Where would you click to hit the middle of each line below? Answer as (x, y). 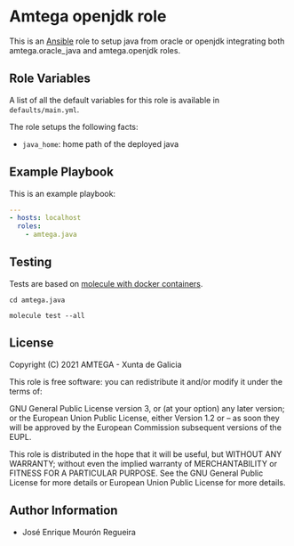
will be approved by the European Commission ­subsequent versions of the (146, 427)
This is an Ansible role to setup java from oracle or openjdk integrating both (147, 41)
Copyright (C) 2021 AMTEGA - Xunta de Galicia (95, 364)
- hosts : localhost (45, 218)
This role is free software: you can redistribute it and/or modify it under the (146, 381)
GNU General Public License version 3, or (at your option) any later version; (147, 408)
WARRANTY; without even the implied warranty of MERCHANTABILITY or (143, 463)
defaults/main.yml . (44, 110)
